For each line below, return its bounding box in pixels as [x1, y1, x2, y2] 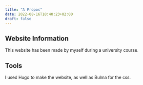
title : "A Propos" [5, 7, 42, 12]
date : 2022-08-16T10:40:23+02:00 [5, 12, 73, 17]
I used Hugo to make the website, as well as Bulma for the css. [5, 74, 131, 80]
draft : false [5, 16, 32, 21]
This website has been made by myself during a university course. [5, 47, 139, 53]
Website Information [5, 34, 69, 42]
